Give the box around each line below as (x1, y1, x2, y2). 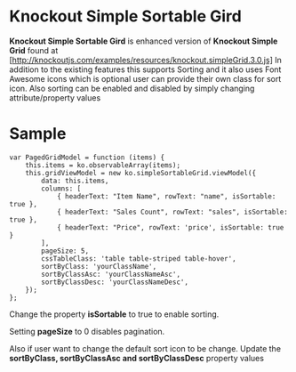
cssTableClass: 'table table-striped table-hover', (41, 254, 237, 263)
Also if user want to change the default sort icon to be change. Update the (9, 343, 282, 353)
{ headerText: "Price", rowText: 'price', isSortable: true (56, 222, 284, 232)
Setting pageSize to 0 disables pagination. (9, 326, 165, 336)
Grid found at (9, 44, 59, 55)
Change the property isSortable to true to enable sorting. (9, 309, 220, 319)
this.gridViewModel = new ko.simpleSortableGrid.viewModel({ (25, 168, 256, 177)
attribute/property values (9, 92, 101, 103)
